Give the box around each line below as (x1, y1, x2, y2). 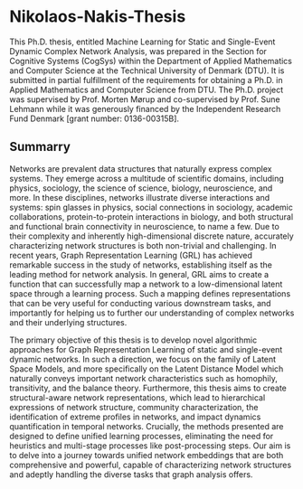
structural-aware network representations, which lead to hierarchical (9, 391, 266, 403)
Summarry (9, 139, 71, 155)
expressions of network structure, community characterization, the (9, 401, 259, 412)
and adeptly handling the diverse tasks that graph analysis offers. (9, 468, 253, 480)
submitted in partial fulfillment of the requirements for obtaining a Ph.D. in (9, 74, 283, 85)
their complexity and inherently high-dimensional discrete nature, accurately (9, 230, 294, 241)
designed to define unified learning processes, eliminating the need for (9, 430, 274, 441)
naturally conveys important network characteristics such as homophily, (9, 372, 278, 383)
